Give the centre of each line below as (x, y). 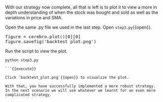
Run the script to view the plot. (36, 51)
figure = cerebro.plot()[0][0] (43, 37)
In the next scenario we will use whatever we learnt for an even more (80, 91)
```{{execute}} (21, 69)
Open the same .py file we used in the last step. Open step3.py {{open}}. (79, 27)
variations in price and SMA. (34, 18)
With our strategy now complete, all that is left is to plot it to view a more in (81, 7)
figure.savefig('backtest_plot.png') (51, 42)
